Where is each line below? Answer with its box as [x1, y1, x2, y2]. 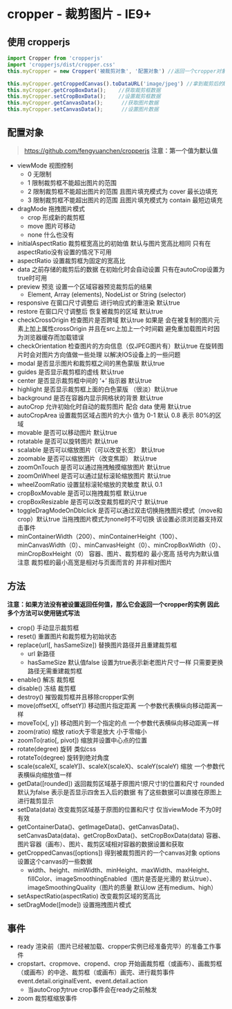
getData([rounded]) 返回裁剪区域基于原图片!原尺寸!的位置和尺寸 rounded [17, 779, 224, 787]
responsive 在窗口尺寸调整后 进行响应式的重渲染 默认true [17, 298, 181, 307]
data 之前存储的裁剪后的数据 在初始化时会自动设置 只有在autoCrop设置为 [17, 265, 225, 274]
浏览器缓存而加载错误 [23, 333, 84, 341]
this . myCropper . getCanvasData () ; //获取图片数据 [7, 100, 159, 107]
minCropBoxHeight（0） [17, 549, 88, 557]
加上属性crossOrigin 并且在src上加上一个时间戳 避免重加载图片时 [29, 324, 214, 332]
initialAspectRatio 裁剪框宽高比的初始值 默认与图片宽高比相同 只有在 [17, 239, 211, 247]
